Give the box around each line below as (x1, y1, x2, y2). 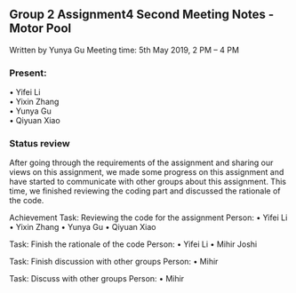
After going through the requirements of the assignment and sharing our (9, 157, 274, 168)
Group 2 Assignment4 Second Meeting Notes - (9, 7, 275, 22)
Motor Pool (9, 21, 72, 36)
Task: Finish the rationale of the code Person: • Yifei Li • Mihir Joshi (9, 239, 258, 249)
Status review (9, 138, 70, 150)
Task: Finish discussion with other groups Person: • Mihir (9, 257, 219, 267)
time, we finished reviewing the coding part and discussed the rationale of (9, 186, 282, 196)
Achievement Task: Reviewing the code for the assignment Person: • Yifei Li (9, 212, 288, 223)
